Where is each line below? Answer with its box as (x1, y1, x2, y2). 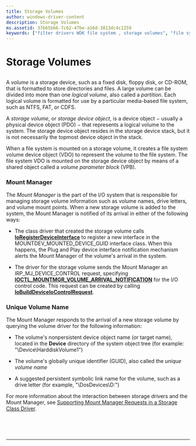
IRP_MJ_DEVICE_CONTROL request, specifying (14, 270, 128, 276)
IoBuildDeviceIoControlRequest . (14, 289, 94, 295)
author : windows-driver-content (6, 14, 85, 20)
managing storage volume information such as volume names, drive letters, (6, 198, 187, 205)
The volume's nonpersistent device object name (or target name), (14, 334, 173, 341)
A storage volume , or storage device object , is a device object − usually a (6, 115, 183, 122)
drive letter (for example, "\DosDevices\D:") (14, 381, 120, 389)
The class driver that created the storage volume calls (14, 227, 145, 234)
